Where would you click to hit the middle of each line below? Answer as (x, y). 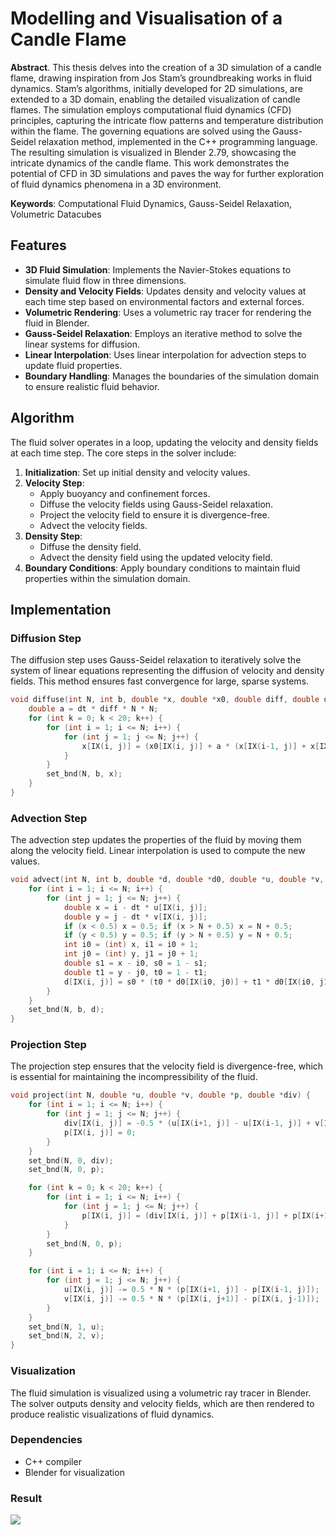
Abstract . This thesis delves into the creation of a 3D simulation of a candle (166, 67)
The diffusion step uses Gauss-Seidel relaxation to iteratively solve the (156, 660)
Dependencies (46, 1440)
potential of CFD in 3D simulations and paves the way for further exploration (167, 173)
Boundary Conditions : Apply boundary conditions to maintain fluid (162, 568)
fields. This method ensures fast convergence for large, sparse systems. (160, 681)
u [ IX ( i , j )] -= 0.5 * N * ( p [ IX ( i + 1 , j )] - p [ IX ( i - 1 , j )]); (191, 1290)
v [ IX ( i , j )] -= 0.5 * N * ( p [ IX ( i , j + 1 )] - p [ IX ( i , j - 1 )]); (191, 1298)
